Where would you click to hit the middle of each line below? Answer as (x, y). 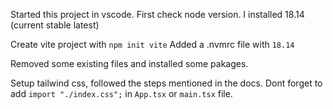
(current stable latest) (55, 25)
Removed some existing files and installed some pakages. (129, 63)
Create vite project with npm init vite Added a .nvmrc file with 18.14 (152, 44)
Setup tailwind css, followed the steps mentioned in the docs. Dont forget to (166, 83)
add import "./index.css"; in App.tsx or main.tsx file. (121, 93)
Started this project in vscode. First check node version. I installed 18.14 (157, 14)
